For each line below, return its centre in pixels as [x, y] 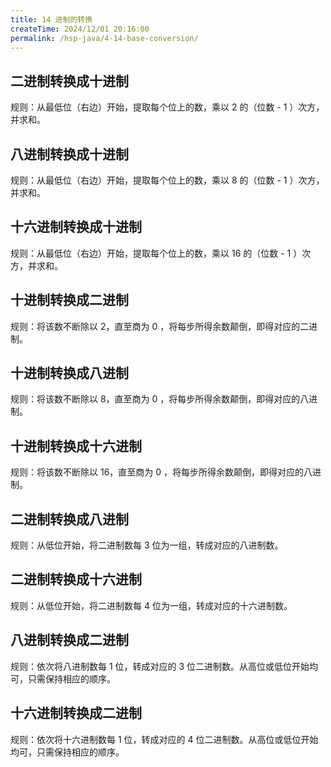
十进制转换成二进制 [69, 300]
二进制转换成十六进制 [76, 579]
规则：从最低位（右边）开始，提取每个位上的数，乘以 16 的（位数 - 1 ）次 [161, 253]
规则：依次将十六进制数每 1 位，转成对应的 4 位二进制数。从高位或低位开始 [164, 739]
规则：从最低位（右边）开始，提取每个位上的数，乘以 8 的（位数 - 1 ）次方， [167, 180]
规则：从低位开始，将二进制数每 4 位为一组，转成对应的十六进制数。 [151, 605]
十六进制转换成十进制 [76, 227]
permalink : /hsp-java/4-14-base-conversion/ [104, 38]
